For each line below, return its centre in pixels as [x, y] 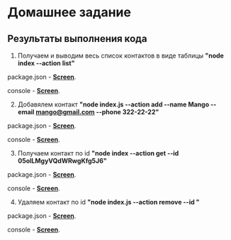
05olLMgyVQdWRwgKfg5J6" [62, 161]
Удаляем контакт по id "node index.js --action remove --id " [108, 202]
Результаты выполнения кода [77, 39]
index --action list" [46, 63]
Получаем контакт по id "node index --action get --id [98, 153]
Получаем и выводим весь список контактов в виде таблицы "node [121, 55]
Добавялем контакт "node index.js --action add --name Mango [113, 104]
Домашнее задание [69, 12]
